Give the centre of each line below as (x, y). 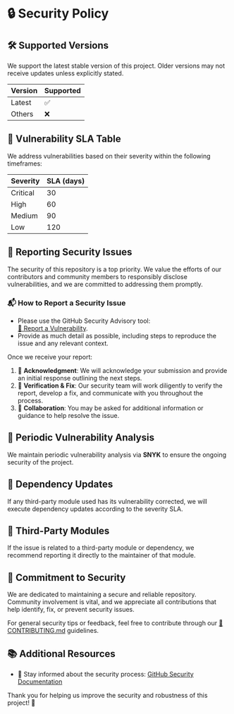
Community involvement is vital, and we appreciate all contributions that (112, 602)
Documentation (40, 682)
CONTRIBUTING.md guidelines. (53, 631)
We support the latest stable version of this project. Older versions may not (116, 66)
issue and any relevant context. (63, 343)
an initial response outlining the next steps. (80, 378)
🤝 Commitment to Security (67, 578)
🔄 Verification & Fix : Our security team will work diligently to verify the (120, 386)
